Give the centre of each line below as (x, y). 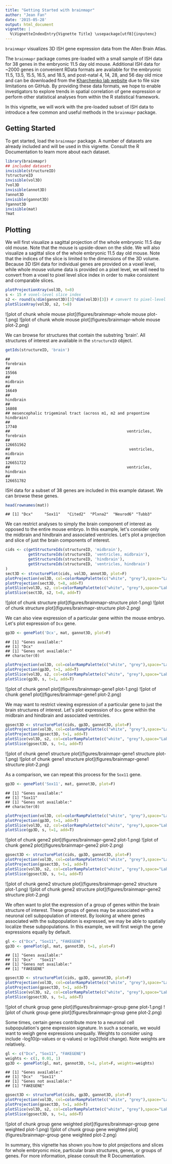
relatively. (15, 1044)
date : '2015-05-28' (26, 20)
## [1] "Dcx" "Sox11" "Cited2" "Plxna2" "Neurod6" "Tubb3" (79, 514)
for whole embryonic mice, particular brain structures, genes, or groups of (84, 1150)
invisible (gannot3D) (27, 199)
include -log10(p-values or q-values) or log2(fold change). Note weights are (85, 1038)
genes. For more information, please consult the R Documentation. (76, 1156)
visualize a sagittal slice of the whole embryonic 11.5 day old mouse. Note (83, 253)
